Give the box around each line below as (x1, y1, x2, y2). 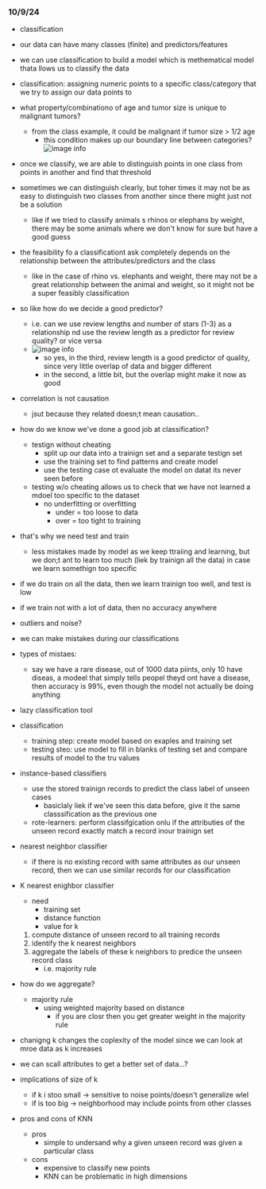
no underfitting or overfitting (43, 499, 137, 509)
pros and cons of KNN (19, 1114, 93, 1124)
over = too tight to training (55, 516, 141, 526)
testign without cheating (31, 440, 111, 449)
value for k (43, 922, 79, 931)
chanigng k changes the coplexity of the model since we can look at (19, 1036, 244, 1045)
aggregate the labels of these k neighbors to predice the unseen (31, 947, 242, 957)
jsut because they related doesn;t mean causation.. (31, 409, 200, 419)
